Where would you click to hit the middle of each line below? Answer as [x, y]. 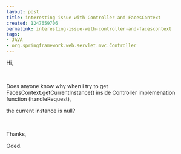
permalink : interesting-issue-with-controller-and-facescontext [89, 29]
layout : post [23, 12]
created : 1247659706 [32, 23]
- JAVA [15, 40]
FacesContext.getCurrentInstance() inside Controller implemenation [91, 92]
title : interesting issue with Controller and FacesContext [84, 18]
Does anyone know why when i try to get [57, 86]
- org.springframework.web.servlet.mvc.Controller [71, 46]
